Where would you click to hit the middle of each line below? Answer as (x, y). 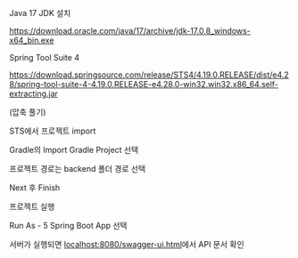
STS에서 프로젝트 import (53, 131)
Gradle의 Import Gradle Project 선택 (74, 150)
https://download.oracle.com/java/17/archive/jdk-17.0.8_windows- (130, 31)
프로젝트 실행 (32, 206)
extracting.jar (33, 93)
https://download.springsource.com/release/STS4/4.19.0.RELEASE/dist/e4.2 (149, 75)
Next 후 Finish (35, 188)
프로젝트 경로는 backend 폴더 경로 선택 (78, 169)
